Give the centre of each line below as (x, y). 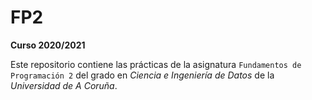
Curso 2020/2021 (48, 45)
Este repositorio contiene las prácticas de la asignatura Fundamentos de (156, 64)
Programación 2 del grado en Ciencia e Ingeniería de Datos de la (142, 75)
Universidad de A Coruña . (64, 85)
